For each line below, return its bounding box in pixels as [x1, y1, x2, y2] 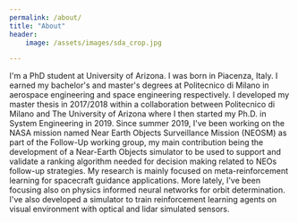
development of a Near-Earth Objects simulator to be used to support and [9, 147, 282, 158]
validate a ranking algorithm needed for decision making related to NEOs [9, 156, 277, 167]
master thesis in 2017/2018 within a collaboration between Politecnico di [9, 99, 276, 110]
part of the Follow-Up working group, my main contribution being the [9, 137, 264, 148]
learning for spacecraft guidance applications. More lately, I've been [9, 176, 261, 186]
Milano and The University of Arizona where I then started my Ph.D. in [9, 108, 267, 119]
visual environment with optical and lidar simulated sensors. [9, 203, 230, 215]
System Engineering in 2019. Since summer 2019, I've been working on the [9, 118, 285, 129]
